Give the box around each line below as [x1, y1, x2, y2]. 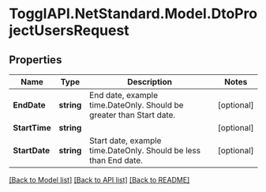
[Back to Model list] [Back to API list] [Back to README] [9, 175, 190, 184]
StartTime [13, 122, 51, 133]
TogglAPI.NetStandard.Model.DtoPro [9, 5, 258, 23]
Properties [9, 53, 62, 66]
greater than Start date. [88, 110, 176, 120]
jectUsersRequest [9, 21, 129, 40]
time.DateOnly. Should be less [88, 145, 200, 156]
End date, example [88, 90, 159, 100]
